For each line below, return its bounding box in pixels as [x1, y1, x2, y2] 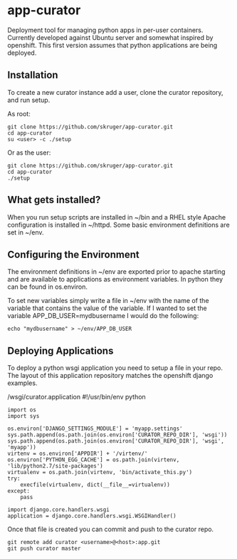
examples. [7, 379, 38, 387]
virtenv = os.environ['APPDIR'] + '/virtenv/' [7, 450, 148, 458]
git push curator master [7, 545, 81, 553]
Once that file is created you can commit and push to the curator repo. [7, 525, 214, 533]
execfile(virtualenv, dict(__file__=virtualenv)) [20, 481, 171, 488]
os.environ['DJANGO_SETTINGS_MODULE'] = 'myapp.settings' [7, 425, 183, 433]
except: [7, 488, 31, 495]
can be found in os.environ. [7, 282, 88, 291]
